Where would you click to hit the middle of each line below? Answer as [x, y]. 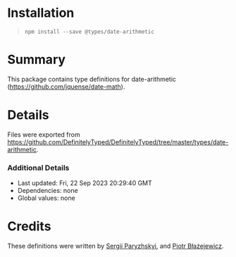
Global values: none [46, 198]
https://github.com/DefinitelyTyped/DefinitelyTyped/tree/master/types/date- [118, 142]
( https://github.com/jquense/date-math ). [66, 87]
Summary [36, 59]
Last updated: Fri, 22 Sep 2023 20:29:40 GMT [85, 183]
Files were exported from [44, 134]
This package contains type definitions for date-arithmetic [92, 79]
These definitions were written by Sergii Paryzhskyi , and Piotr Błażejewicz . [116, 246]
